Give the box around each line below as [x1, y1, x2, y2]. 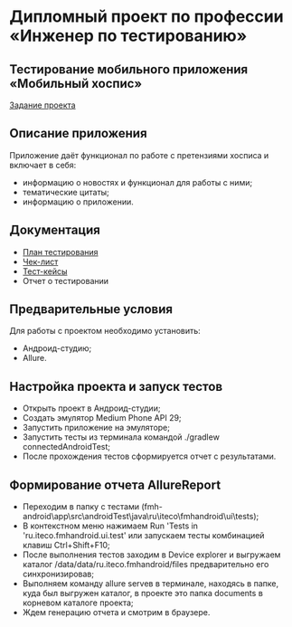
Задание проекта [9, 100, 76, 110]
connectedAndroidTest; [22, 442, 111, 452]
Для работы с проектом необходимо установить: [9, 326, 201, 337]
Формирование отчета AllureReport [9, 477, 221, 492]
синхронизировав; [22, 568, 95, 580]
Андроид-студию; [22, 343, 92, 354]
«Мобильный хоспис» [9, 75, 143, 91]
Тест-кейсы [22, 265, 68, 277]
